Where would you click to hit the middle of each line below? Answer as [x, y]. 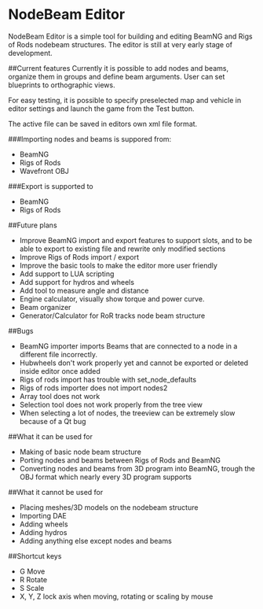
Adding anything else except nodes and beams [96, 541]
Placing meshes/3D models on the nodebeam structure [109, 507]
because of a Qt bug [53, 421]
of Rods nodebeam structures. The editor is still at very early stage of [121, 44]
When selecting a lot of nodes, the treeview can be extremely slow [127, 413]
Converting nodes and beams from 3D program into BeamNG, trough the [137, 468]
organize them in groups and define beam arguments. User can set [117, 76]
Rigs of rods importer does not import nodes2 [93, 388]
